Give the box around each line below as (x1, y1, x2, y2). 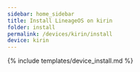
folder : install (7, 24, 55, 31)
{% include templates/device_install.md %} (7, 56, 134, 65)
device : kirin (7, 37, 50, 44)
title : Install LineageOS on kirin (7, 17, 113, 24)
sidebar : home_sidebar (7, 10, 75, 18)
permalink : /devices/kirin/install (7, 30, 113, 38)
